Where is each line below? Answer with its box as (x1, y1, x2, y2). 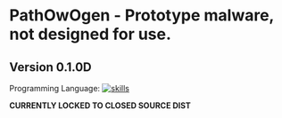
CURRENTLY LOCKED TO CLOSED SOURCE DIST (9, 100, 192, 111)
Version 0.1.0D (9, 59, 92, 75)
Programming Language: (9, 83, 101, 93)
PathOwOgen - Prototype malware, (9, 5, 275, 26)
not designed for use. (9, 24, 172, 44)
